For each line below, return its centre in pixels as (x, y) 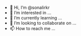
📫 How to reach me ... (32, 28)
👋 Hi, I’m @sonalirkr (30, 8)
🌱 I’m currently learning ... (36, 18)
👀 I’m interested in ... (30, 13)
